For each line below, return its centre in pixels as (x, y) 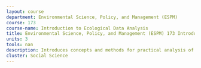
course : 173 (21, 22)
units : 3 (17, 39)
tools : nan (20, 45)
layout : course (25, 12)
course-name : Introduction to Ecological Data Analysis (77, 28)
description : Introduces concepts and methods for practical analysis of (100, 50)
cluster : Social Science (37, 56)
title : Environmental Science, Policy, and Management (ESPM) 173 (91, 34)
